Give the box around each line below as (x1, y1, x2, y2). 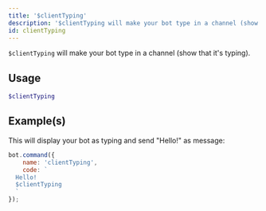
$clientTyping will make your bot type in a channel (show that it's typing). (8, 49, 251, 58)
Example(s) (8, 115, 66, 128)
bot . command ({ (8, 150, 56, 159)
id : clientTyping (8, 26, 66, 34)
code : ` (22, 166, 48, 174)
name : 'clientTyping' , (22, 158, 98, 166)
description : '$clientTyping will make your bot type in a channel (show (8, 19, 259, 27)
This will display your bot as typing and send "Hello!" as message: (8, 135, 225, 145)
